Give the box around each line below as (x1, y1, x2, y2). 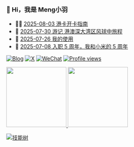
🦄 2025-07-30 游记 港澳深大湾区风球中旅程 (14, 28, 123, 35)
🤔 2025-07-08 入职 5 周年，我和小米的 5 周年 (14, 43, 129, 50)
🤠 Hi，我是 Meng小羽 (6, 5, 68, 13)
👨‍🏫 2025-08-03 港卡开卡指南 (14, 20, 89, 28)
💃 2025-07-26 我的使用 (14, 35, 74, 43)
